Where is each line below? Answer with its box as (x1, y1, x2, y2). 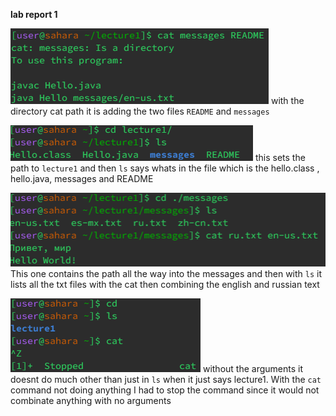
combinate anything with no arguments (10, 394, 172, 406)
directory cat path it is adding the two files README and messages (10, 105, 270, 117)
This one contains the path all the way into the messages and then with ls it (10, 267, 323, 279)
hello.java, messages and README (10, 173, 154, 184)
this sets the (254, 152, 306, 163)
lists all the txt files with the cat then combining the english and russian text (10, 278, 320, 290)
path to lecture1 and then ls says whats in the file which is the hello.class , (10, 162, 320, 174)
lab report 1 (10, 9, 58, 20)
